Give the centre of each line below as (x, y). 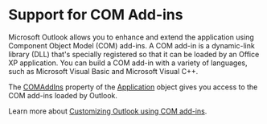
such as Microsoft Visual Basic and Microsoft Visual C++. (103, 71)
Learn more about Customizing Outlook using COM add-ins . (108, 111)
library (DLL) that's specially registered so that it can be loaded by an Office (134, 54)
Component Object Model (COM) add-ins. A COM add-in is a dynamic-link (131, 45)
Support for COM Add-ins (96, 15)
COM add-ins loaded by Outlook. (63, 95)
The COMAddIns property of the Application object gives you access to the (133, 87)
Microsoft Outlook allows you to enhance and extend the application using (131, 37)
